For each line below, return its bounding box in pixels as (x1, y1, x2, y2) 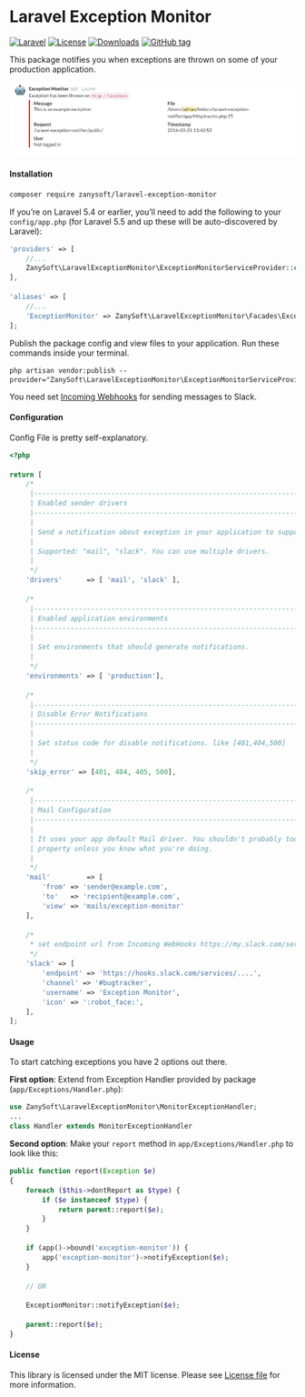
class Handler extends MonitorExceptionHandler (9, 1121, 193, 1131)
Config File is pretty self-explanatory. (9, 432, 149, 443)
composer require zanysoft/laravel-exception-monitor (9, 189, 218, 199)
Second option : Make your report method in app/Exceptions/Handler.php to (9, 1139, 293, 1150)
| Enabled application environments (29, 614, 169, 623)
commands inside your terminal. (9, 347, 130, 358)
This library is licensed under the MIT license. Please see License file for (9, 1370, 280, 1381)
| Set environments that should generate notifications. (29, 643, 250, 652)
